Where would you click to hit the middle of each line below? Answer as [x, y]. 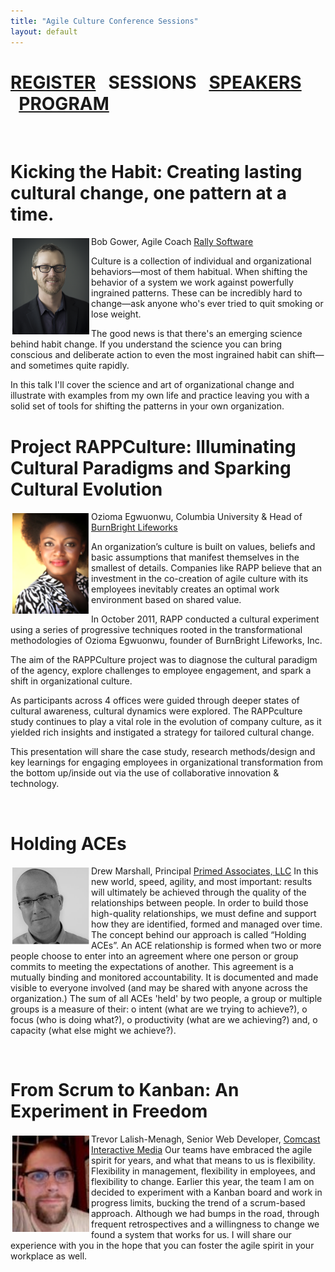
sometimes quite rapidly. [79, 366]
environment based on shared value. [166, 600]
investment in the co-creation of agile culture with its [200, 579]
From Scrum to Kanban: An [125, 1090]
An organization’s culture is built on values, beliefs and [203, 547]
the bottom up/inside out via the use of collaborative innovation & [145, 773]
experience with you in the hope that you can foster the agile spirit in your [162, 1246]
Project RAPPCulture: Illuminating [153, 446]
